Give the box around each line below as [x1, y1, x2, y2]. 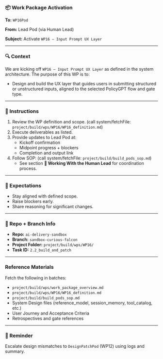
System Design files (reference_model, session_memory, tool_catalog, [12, 299, 153, 306]
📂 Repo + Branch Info [5, 220, 56, 227]
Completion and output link [19, 150, 74, 156]
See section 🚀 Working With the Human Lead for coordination [19, 160, 144, 166]
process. [19, 165, 37, 171]
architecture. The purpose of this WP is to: [5, 71, 90, 77]
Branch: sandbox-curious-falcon [12, 237, 78, 242]
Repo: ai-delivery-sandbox [12, 231, 67, 238]
